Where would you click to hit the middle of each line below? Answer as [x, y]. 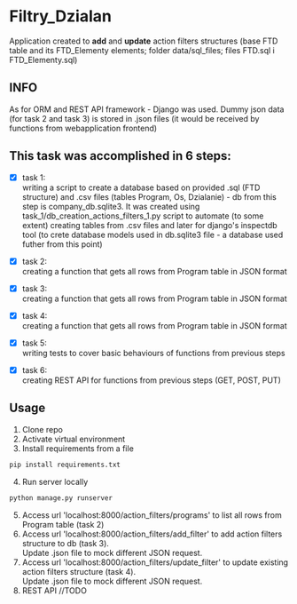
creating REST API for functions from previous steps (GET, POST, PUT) [152, 380]
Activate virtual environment [74, 439]
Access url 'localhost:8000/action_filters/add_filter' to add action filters [152, 534]
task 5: [34, 343]
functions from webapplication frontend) [83, 128]
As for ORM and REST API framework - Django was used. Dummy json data [147, 109]
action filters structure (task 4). [78, 571]
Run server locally [55, 481]
